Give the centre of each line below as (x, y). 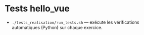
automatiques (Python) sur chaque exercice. (57, 27)
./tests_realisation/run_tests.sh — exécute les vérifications (75, 22)
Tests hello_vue (37, 9)
